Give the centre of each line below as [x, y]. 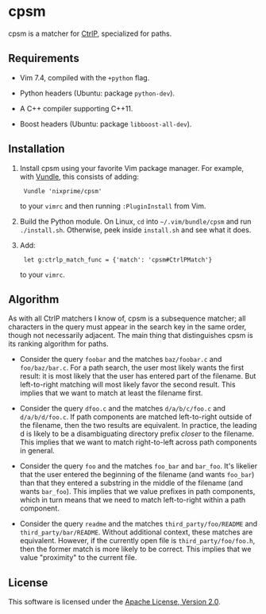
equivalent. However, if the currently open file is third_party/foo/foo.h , [137, 541]
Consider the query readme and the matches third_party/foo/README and [139, 524]
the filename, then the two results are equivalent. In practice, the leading [138, 426]
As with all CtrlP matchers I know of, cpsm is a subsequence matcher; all [127, 319]
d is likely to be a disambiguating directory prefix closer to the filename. [137, 434]
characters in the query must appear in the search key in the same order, [127, 327]
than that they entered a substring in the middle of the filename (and [131, 483]
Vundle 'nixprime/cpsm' [63, 191]
